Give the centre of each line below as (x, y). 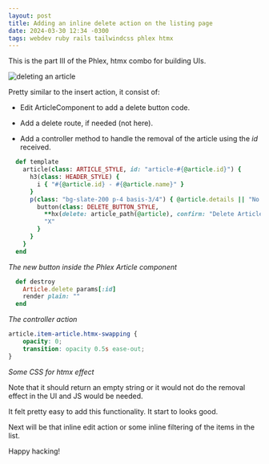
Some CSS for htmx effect (51, 372)
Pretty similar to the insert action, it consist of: (84, 92)
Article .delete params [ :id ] (69, 289)
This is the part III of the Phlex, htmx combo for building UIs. (107, 61)
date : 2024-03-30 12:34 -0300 (59, 31)
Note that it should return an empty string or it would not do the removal (127, 387)
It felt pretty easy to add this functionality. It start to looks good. (113, 411)
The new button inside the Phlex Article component (93, 267)
